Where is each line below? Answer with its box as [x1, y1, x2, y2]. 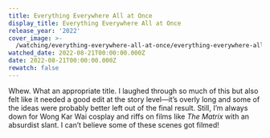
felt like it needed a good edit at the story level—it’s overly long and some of [8, 94, 260, 104]
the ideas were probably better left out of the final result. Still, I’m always [8, 103, 248, 112]
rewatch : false [8, 64, 59, 72]
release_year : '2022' [8, 26, 81, 34]
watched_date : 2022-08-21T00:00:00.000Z [8, 49, 146, 57]
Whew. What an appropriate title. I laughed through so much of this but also [8, 86, 259, 95]
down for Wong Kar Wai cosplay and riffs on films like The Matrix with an [8, 112, 250, 121]
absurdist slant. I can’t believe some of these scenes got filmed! [8, 120, 219, 129]
